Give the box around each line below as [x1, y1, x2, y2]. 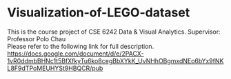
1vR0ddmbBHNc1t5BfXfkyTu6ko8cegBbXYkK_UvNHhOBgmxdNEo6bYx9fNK [7, 56, 224, 65]
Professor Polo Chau [7, 34, 66, 43]
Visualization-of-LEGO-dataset [7, 5, 190, 21]
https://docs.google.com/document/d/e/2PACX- [7, 49, 144, 58]
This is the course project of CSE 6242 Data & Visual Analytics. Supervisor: [7, 27, 221, 36]
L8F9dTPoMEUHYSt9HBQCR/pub [7, 64, 103, 72]
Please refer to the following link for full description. [7, 42, 154, 50]
